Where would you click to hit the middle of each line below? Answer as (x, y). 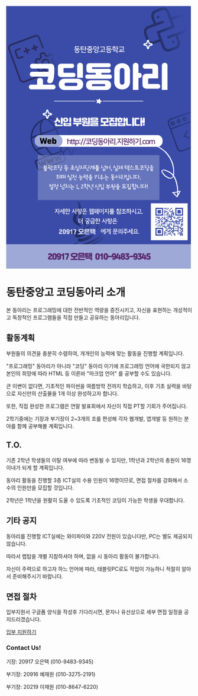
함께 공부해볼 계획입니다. (46, 426)
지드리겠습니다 (23, 619)
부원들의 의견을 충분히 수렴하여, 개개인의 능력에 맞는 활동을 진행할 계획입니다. (95, 353)
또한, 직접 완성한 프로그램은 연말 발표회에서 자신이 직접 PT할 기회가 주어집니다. (97, 406)
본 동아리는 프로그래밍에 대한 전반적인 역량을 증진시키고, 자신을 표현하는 (89, 310)
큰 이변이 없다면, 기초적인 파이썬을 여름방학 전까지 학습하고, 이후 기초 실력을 (94, 386)
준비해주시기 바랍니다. (38, 576)
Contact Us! (24, 648)
